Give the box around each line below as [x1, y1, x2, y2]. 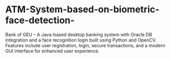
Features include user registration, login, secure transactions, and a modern [5, 42, 165, 48]
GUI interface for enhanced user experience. [5, 48, 100, 54]
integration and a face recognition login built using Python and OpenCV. [5, 37, 157, 43]
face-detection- [5, 14, 75, 26]
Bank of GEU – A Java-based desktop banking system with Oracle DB [5, 31, 153, 37]
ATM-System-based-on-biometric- [5, 4, 160, 15]
